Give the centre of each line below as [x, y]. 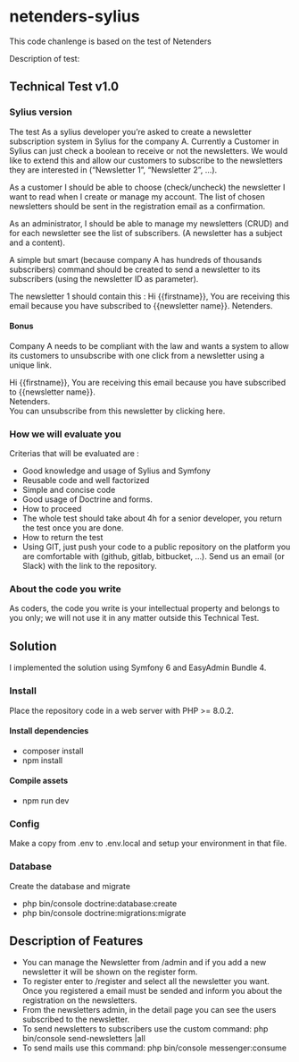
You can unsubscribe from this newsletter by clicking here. [117, 411]
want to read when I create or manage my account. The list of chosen [137, 196]
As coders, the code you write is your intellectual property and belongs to [145, 608]
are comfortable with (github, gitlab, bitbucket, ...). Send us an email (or [154, 556]
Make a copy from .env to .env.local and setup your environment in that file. [148, 844]
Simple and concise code [69, 490]
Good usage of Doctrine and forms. [87, 499]
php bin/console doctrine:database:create [100, 903]
